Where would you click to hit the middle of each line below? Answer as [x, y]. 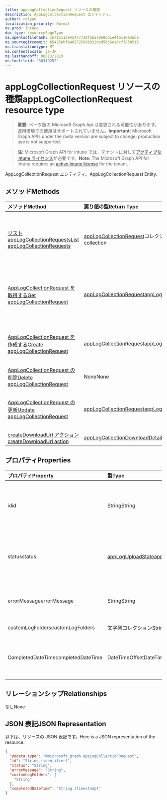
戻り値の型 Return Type [111, 206]
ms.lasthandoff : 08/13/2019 [34, 56]
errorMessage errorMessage [41, 601]
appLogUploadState [131, 556]
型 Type [116, 475]
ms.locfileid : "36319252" [32, 61]
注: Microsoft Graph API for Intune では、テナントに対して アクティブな [89, 152]
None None [96, 377]
